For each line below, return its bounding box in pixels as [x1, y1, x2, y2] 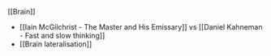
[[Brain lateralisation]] [19, 39, 92, 49]
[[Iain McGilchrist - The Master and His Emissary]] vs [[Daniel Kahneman [19, 22, 263, 31]
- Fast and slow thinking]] [19, 31, 105, 40]
